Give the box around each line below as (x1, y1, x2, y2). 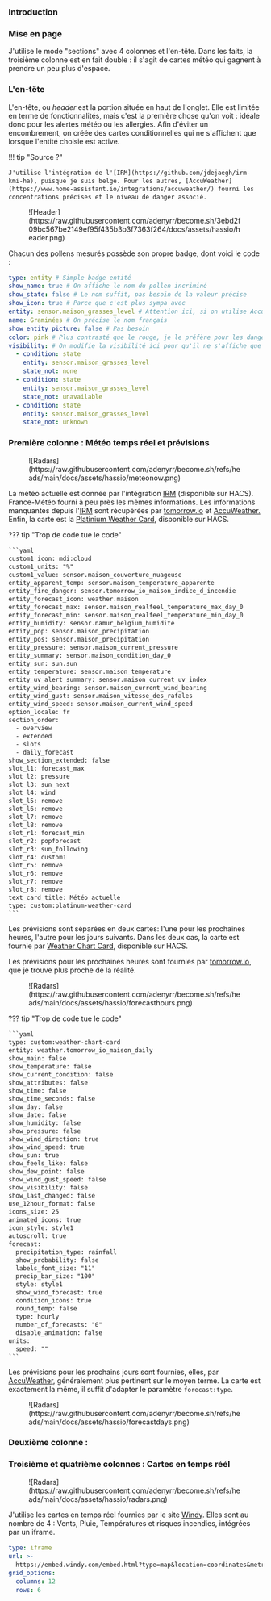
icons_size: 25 (8, 1207, 60, 1216)
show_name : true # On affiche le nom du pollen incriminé (8, 282, 207, 291)
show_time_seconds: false (8, 1094, 95, 1103)
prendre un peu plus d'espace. (8, 64, 110, 73)
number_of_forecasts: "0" (15, 1320, 103, 1329)
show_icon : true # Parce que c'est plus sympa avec (8, 299, 186, 307)
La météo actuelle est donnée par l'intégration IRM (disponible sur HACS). (8, 488, 254, 498)
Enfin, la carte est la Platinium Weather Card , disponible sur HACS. (8, 514, 230, 524)
